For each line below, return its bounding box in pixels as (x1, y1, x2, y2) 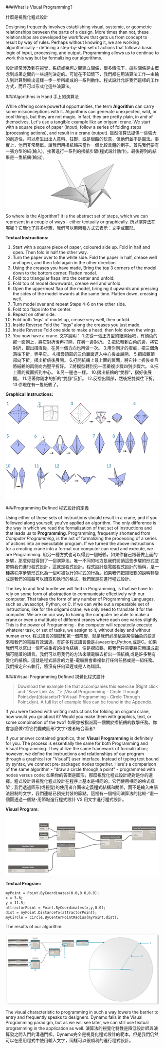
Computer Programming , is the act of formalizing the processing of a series (5, 535, 157, 541)
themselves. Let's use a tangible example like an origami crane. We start (5, 119, 150, 125)
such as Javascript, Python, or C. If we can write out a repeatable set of (5, 601, 150, 607)
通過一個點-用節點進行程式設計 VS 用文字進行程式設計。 (14, 796, 127, 802)
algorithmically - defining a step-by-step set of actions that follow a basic (5, 45, 153, 50)
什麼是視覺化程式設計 (5, 14, 48, 20)
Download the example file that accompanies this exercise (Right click (17, 683, 158, 689)
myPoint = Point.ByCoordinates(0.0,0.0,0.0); (5, 891, 99, 895)
